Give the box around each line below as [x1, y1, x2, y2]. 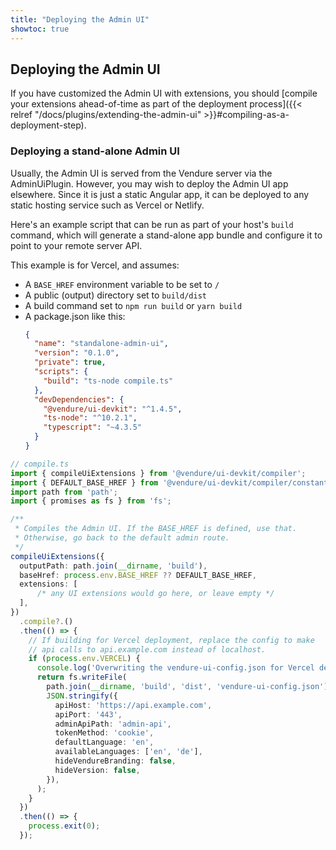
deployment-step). [10, 119, 87, 131]
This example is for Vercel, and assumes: [10, 259, 180, 271]
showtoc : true [10, 24, 70, 34]
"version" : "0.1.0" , [34, 348, 120, 358]
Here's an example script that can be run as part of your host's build [10, 218, 294, 230]
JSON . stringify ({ [46, 691, 118, 701]
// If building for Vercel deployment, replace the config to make [28, 635, 315, 645]
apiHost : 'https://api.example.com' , [54, 700, 213, 710]
